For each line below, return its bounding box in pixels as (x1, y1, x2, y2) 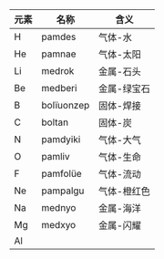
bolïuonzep (41, 99, 90, 111)
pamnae (41, 47, 77, 60)
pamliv (41, 150, 70, 162)
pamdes (41, 31, 77, 43)
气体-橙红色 (98, 185, 150, 197)
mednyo (41, 202, 77, 213)
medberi (41, 82, 77, 94)
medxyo (41, 219, 77, 231)
